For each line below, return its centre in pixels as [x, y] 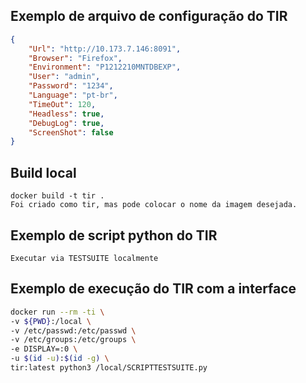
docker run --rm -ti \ [57, 312]
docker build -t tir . [57, 196]
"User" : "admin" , [64, 77]
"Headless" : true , [66, 114]
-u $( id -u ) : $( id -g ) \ [60, 359]
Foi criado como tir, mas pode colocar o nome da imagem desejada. [154, 205]
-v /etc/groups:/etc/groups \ [73, 340]
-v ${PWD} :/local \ [51, 321]
